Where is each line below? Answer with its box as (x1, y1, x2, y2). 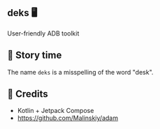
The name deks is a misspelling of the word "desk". (7, 68, 154, 76)
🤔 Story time (7, 50, 62, 61)
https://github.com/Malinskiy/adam (17, 114, 119, 122)
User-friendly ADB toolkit (7, 29, 80, 38)
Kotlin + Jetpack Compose (17, 107, 94, 115)
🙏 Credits (7, 88, 49, 100)
